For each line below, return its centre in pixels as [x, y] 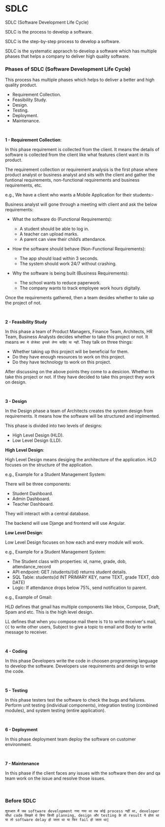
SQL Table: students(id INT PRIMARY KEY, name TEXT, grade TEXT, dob [86, 577]
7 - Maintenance [22, 764]
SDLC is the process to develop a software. [49, 32]
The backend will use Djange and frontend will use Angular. [65, 523]
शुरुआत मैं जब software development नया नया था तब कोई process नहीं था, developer [82, 811]
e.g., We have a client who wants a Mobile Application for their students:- [80, 195]
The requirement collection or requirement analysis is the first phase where [81, 170]
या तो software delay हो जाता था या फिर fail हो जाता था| [57, 820]
